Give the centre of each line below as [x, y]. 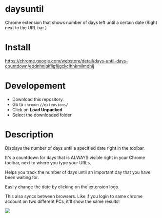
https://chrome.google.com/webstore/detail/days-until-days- [67, 61]
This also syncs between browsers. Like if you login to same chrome [74, 196]
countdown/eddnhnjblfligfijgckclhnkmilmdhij [50, 66]
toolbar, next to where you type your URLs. [48, 162]
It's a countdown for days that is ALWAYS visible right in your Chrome [75, 158]
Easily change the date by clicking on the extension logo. [62, 187]
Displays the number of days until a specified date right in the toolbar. [75, 148]
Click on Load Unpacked [37, 109]
